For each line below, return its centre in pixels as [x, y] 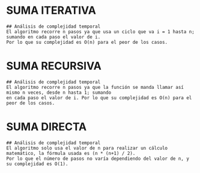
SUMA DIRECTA [47, 127]
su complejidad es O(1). [37, 164]
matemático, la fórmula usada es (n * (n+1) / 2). [71, 153]
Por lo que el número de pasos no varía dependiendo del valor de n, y [98, 159]
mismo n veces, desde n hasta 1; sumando [59, 93]
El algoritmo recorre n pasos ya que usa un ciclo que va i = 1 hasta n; [101, 32]
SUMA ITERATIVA [51, 11]
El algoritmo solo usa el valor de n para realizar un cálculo [87, 148]
